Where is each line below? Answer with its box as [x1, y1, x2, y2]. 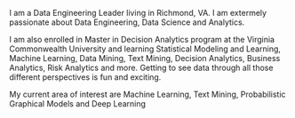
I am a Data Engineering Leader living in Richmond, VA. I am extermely [9, 8, 267, 18]
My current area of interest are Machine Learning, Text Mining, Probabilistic [9, 89, 286, 99]
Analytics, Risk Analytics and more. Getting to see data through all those [9, 62, 274, 73]
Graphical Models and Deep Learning [9, 98, 147, 109]
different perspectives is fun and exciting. [9, 72, 162, 83]
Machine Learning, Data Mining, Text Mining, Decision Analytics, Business [9, 53, 281, 63]
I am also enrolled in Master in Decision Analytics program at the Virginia [9, 35, 275, 44]
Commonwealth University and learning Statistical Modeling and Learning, [9, 43, 282, 54]
